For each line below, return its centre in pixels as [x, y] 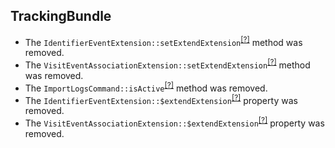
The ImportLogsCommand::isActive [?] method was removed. [146, 87]
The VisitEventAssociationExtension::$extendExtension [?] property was [174, 122]
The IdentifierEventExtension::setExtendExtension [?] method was [163, 41]
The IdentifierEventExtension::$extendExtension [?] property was [161, 99]
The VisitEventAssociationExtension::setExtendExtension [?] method [167, 64]
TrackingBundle [61, 16]
